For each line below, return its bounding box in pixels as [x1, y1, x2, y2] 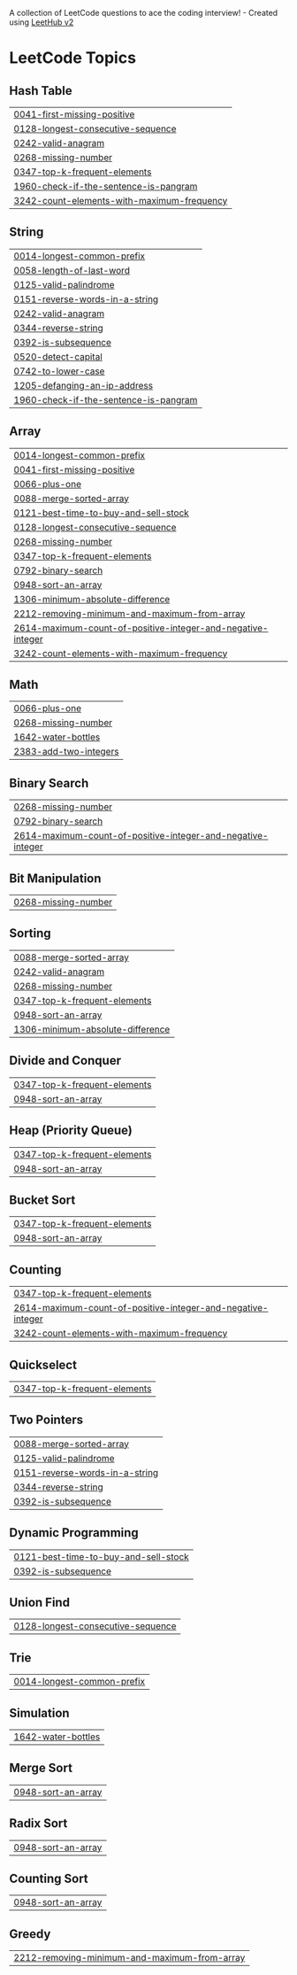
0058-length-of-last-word [13, 264, 131, 276]
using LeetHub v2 [9, 17, 74, 27]
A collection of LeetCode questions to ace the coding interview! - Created [9, 8, 278, 18]
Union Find [9, 1594, 71, 1610]
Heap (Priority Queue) [9, 1123, 133, 1138]
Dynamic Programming [9, 1525, 139, 1540]
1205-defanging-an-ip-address [13, 379, 153, 391]
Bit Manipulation [9, 871, 102, 886]
